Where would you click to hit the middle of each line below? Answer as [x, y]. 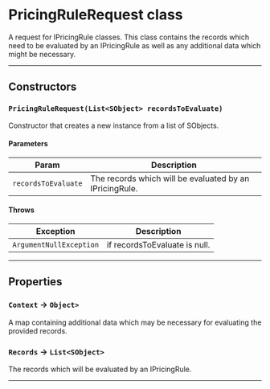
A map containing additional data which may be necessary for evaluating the [135, 322]
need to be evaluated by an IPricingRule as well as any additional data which [135, 45]
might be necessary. [42, 54]
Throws [21, 210]
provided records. [38, 330]
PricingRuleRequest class [96, 15]
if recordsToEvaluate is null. [158, 245]
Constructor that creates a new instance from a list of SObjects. [114, 125]
